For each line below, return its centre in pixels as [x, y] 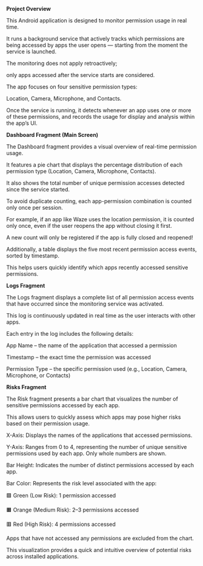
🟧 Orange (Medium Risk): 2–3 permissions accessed [73, 510]
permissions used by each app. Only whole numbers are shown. [86, 453]
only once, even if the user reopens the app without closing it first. [89, 226]
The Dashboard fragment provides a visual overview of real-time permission [101, 147]
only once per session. [35, 208]
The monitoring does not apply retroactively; [62, 63]
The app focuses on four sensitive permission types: [72, 87]
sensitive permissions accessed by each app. [63, 405]
